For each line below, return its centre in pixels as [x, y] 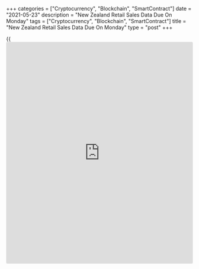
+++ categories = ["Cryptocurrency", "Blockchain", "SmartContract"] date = [99, 9]
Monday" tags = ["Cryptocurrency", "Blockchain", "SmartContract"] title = [96, 21]
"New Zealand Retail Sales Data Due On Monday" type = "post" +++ [89, 27]
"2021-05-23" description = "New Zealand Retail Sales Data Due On [89, 15]
